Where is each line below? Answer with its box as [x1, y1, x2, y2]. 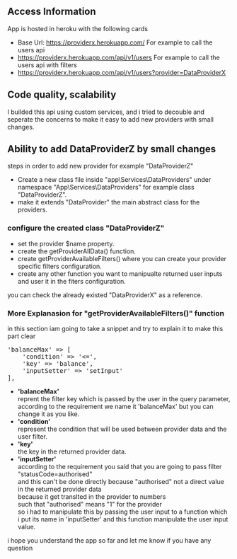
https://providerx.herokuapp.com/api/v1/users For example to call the [17, 53, 221, 62]
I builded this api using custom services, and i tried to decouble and [7, 108, 205, 116]
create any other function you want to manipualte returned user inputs [17, 269, 223, 278]
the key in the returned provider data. [17, 447, 127, 456]
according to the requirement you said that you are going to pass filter [17, 463, 222, 471]
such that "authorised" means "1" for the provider [17, 500, 163, 509]
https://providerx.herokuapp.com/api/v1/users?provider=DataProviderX [17, 68, 226, 76]
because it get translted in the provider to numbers [17, 492, 166, 501]
